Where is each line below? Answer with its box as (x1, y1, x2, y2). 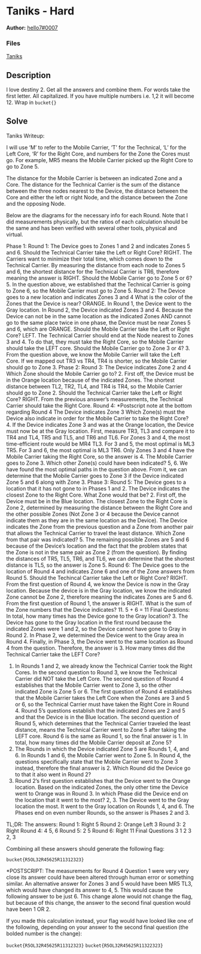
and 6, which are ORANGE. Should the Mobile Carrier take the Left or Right (6, 325, 190, 333)
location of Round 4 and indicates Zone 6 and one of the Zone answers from (6, 567, 195, 575)
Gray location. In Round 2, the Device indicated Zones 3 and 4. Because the (6, 306, 193, 313)
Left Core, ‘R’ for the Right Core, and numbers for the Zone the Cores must (6, 150, 190, 157)
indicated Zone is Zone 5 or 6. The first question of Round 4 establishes (14, 687, 192, 695)
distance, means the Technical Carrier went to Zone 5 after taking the (14, 726, 187, 733)
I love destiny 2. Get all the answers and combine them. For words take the (6, 86, 190, 94)
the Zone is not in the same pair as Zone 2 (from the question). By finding (6, 548, 187, 556)
